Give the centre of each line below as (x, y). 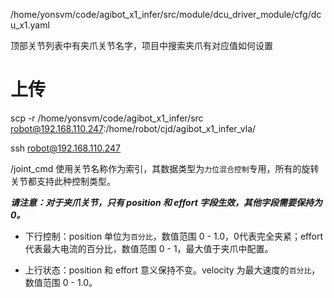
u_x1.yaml (30, 25)
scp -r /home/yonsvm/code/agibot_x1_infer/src (107, 118)
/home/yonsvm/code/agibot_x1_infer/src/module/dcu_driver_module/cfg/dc (166, 14)
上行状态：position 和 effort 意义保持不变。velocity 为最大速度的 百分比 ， (172, 270)
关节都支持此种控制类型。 (63, 181)
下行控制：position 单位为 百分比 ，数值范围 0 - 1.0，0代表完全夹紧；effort (173, 236)
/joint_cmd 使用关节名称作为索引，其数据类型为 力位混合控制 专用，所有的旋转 (165, 168)
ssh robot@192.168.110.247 (65, 148)
